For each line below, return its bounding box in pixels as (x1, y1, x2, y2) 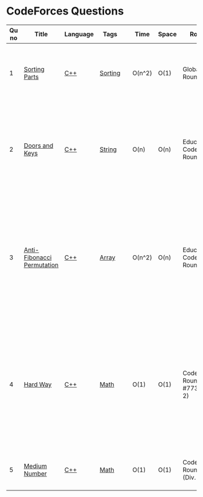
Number (24, 469, 47, 478)
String (99, 145, 117, 154)
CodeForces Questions (6, 4, 124, 18)
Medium (24, 461, 47, 470)
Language (64, 30, 94, 38)
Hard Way (24, 380, 52, 388)
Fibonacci (24, 253, 52, 261)
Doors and (24, 141, 54, 149)
